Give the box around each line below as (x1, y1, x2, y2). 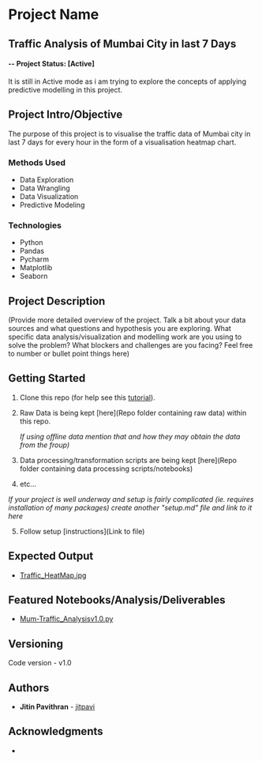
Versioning (8, 637, 63, 650)
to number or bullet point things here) (8, 349, 130, 358)
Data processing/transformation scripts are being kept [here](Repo (19, 455, 237, 465)
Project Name (8, 6, 99, 24)
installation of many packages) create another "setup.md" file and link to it (8, 503, 253, 512)
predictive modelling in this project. (8, 85, 123, 94)
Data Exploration (19, 175, 74, 184)
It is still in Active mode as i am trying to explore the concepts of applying (8, 77, 247, 86)
